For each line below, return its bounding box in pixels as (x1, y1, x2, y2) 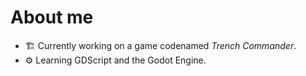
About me (10, 6, 94, 29)
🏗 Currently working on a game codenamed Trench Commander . (24, 39, 297, 51)
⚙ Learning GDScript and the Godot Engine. (24, 54, 207, 66)
